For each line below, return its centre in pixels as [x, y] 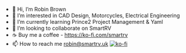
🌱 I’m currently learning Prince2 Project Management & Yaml [88, 22]
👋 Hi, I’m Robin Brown [39, 9]
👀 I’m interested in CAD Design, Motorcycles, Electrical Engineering [96, 15]
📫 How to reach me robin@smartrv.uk [60, 44]
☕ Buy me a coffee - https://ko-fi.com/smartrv [70, 35]
